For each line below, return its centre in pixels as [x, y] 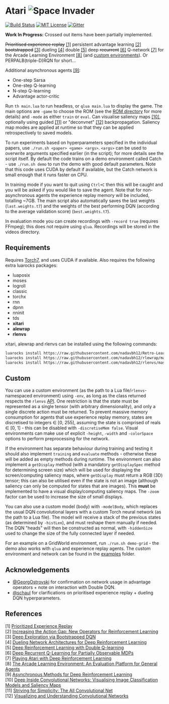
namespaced [19, 396]
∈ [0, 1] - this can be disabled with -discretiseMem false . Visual [72, 428]
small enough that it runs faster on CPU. [47, 175]
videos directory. [23, 232]
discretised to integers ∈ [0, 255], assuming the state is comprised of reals [83, 423]
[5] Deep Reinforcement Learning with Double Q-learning [65, 647]
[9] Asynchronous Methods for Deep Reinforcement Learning [69, 674]
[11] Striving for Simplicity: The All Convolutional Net [59, 690]
